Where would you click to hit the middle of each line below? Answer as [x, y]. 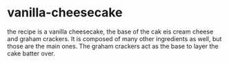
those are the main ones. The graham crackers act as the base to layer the [113, 46]
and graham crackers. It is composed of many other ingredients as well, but [114, 38]
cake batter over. [31, 53]
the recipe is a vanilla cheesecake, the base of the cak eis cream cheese [110, 32]
